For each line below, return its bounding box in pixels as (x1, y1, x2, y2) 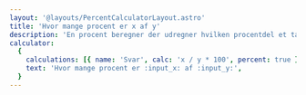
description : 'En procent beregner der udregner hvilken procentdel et (9, 30, 287, 39)
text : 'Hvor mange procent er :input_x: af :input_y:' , (25, 64, 243, 73)
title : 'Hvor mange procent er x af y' (9, 22, 161, 31)
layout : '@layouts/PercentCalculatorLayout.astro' (9, 13, 206, 23)
